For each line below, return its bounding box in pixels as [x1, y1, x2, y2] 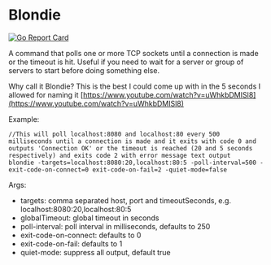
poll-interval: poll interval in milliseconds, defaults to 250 [20, 221, 211, 231]
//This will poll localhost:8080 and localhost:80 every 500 [8, 130, 221, 138]
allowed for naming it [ [8, 89, 84, 99]
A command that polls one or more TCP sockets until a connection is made [8, 48, 259, 58]
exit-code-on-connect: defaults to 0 [20, 230, 142, 240]
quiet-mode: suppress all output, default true [20, 247, 171, 257]
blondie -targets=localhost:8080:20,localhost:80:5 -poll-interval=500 [8, 159, 256, 167]
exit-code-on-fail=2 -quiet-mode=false [92, 165, 228, 174]
